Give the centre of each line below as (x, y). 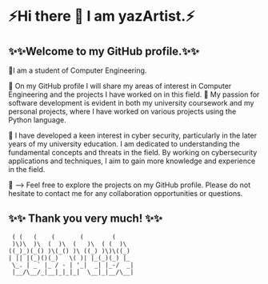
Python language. (37, 120)
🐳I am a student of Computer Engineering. (78, 70)
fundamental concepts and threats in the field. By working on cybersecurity (133, 152)
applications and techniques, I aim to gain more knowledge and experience (132, 161)
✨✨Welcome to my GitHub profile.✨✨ (104, 51)
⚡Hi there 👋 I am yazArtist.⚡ (102, 16)
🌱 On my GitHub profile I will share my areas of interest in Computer (120, 86)
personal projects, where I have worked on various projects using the (122, 111)
